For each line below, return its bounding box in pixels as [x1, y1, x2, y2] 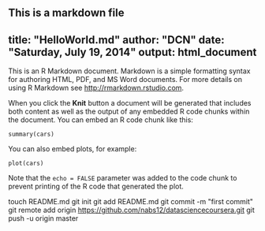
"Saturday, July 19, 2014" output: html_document [8, 45, 257, 58]
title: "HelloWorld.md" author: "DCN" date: [8, 33, 225, 47]
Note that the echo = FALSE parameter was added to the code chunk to [8, 173, 237, 183]
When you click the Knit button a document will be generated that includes [8, 99, 252, 108]
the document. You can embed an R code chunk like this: [8, 115, 193, 125]
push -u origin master [8, 214, 79, 223]
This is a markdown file [8, 6, 125, 20]
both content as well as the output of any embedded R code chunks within [8, 106, 250, 117]
